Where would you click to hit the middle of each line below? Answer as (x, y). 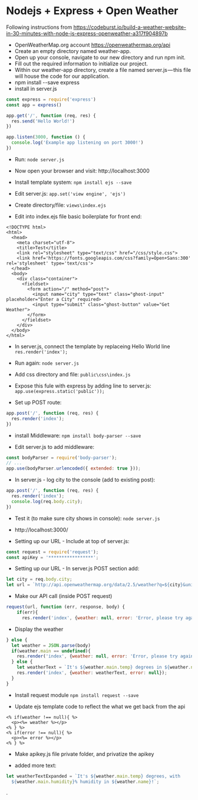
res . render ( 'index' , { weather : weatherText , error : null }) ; (92, 673)
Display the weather (39, 629)
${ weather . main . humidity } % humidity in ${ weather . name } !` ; (85, 782)
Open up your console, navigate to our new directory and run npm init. (100, 57)
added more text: (36, 765)
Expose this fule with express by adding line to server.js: (83, 386)
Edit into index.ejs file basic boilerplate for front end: (78, 216)
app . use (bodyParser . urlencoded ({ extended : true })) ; (74, 469)
